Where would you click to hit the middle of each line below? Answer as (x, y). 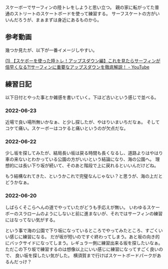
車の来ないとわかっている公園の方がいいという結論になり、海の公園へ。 (80, 159)
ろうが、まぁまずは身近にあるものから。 (60, 20)
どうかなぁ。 (18, 182)
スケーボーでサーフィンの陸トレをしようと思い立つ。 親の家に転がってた (80, 7)
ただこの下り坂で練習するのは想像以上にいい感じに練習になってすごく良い (82, 249)
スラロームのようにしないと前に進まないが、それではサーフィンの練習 (91, 213)
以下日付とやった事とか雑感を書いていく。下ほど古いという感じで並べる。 (82, 97)
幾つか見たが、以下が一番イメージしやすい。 (51, 50)
